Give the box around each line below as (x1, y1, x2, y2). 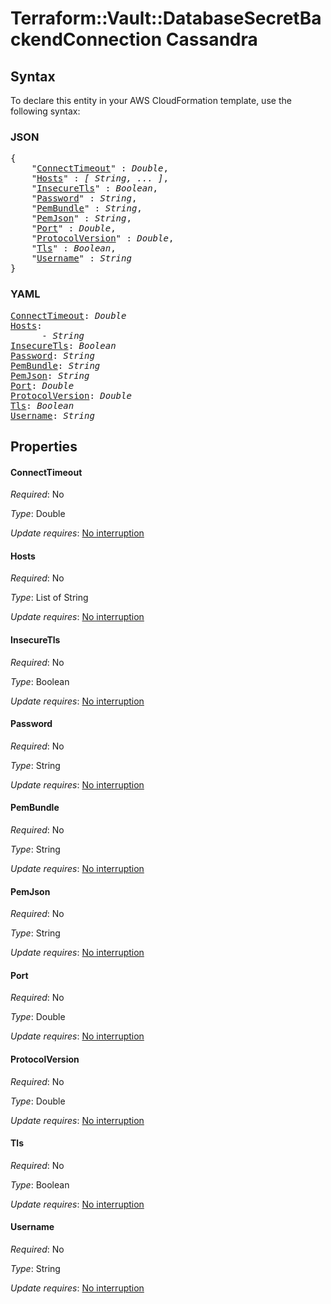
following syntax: (10, 105, 81, 117)
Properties (10, 438, 78, 455)
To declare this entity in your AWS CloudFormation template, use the (10, 95, 292, 106)
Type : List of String (10, 592, 89, 604)
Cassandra (165, 28, 258, 51)
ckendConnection (10, 28, 163, 51)
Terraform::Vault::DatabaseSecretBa (10, 7, 322, 30)
